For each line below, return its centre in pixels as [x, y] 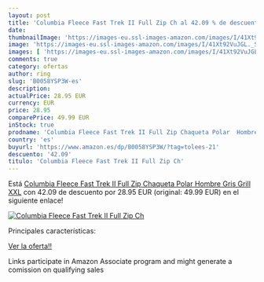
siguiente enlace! [36, 200]
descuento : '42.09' [40, 154]
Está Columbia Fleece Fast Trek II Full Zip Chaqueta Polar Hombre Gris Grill [130, 184]
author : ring [29, 74]
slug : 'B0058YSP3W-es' [45, 81]
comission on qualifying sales [56, 270]
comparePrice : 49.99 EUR [49, 118]
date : [17, 30]
